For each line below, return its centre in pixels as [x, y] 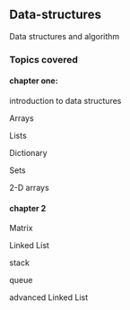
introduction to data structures [65, 100]
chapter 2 [28, 208]
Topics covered [44, 59]
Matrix [21, 228]
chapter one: [34, 81]
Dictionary [28, 152]
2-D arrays [29, 187]
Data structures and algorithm [65, 36]
